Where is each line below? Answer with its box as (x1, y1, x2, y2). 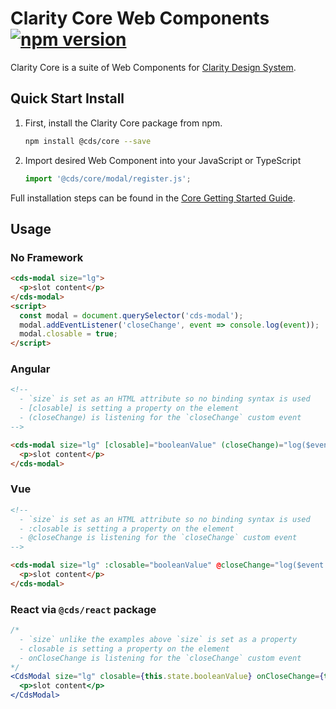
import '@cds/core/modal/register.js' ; (24, 173, 192, 184)
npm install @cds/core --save (24, 136, 152, 146)
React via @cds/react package (10, 602, 157, 616)
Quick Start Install (10, 90, 125, 107)
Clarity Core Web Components (10, 7, 270, 30)
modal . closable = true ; (19, 329, 118, 339)
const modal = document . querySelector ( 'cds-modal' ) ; (19, 310, 244, 321)
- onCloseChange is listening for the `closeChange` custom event (19, 653, 302, 663)
